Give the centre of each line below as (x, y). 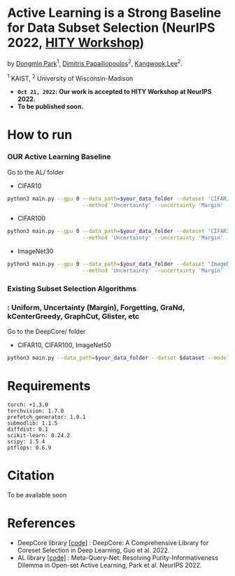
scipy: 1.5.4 (26, 442)
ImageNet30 (35, 251)
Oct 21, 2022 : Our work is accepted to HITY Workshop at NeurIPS (114, 92)
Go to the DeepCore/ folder (47, 332)
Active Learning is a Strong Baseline (114, 13)
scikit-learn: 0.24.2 (39, 436)
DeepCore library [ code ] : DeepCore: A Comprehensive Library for (113, 542)
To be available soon (37, 495)
